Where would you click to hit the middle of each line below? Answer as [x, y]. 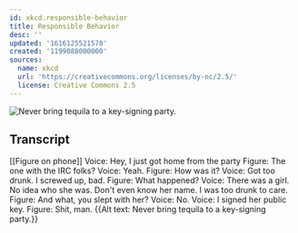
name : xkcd [38, 69]
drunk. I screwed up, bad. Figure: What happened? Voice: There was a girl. [149, 180]
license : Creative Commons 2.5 [77, 85]
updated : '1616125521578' [58, 43]
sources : [26, 60]
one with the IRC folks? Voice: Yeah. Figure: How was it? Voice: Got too [142, 171]
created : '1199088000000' [58, 52]
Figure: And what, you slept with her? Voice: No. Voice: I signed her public [148, 199]
